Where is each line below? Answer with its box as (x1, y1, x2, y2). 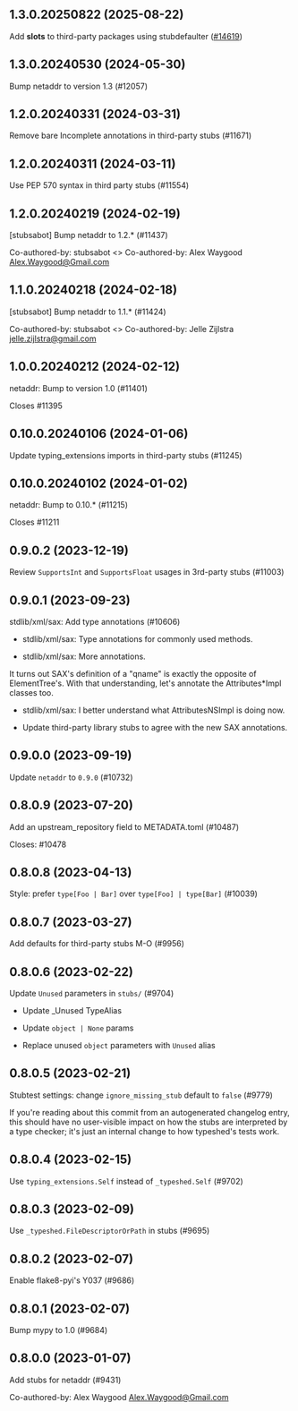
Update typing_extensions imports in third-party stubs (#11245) (9, 449, 243, 460)
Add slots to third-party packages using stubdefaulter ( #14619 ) (9, 30, 243, 41)
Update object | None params (21, 1022, 134, 1033)
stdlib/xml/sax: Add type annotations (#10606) (9, 616, 181, 627)
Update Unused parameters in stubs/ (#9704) (9, 988, 175, 998)
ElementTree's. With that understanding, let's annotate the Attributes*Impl (9, 678, 282, 688)
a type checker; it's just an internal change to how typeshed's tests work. (9, 1125, 280, 1136)
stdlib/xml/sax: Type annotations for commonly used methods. (21, 633, 253, 644)
